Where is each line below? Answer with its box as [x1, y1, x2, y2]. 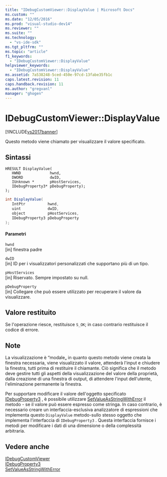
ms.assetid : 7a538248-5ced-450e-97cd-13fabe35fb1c [5, 72, 113, 77]
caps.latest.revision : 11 [5, 77, 59, 82]
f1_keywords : [5, 53, 32, 59]
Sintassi [5, 153, 31, 161]
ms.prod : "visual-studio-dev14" [5, 21, 72, 26]
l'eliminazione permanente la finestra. [5, 381, 82, 387]
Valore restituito [5, 308, 56, 317]
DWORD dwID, [11, 175, 61, 180]
